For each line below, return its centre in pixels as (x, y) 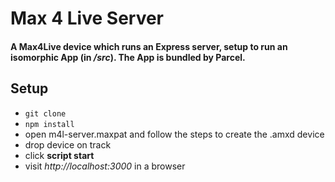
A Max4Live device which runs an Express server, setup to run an (149, 46)
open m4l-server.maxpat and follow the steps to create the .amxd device (174, 134)
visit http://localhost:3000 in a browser (105, 166)
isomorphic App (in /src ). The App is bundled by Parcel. (128, 57)
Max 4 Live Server (87, 18)
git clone (45, 113)
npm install (49, 124)
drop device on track (68, 144)
